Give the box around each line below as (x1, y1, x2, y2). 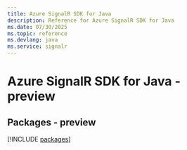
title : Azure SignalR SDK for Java (7, 10, 112, 18)
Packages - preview (7, 116, 96, 128)
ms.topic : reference (7, 30, 68, 37)
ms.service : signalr (7, 43, 68, 50)
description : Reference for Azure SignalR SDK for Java (7, 17, 174, 24)
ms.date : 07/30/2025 (7, 23, 68, 30)
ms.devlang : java (7, 37, 58, 44)
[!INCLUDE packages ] (7, 135, 71, 143)
